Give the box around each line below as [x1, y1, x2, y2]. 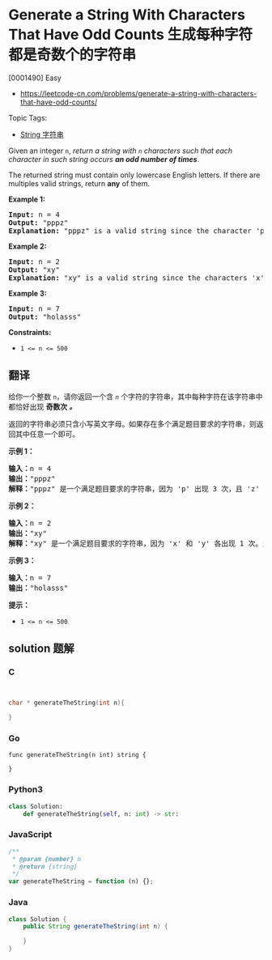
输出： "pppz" [8, 474, 56, 483]
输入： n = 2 [8, 518, 52, 528]
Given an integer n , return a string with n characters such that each [8, 146, 233, 155]
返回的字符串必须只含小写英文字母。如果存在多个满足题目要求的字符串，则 [8, 418, 257, 428]
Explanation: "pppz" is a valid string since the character [8, 226, 253, 236]
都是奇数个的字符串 [8, 46, 137, 64]
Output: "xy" [8, 265, 61, 274]
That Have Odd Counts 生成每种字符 [8, 26, 253, 44]
